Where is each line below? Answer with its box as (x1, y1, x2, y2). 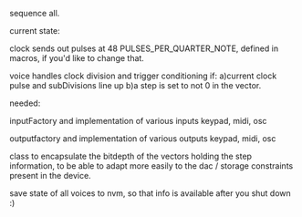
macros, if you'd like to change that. (9, 53, 144, 63)
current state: (9, 26, 61, 36)
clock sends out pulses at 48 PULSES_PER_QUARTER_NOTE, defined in (9, 43, 279, 54)
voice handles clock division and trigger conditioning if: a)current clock (9, 70, 277, 81)
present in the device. (9, 170, 91, 181)
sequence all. (9, 8, 60, 18)
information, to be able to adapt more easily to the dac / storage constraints (9, 160, 294, 171)
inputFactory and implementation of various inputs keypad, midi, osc (9, 116, 267, 126)
